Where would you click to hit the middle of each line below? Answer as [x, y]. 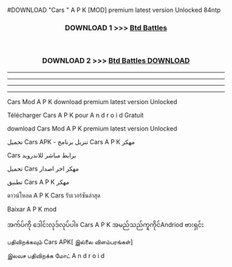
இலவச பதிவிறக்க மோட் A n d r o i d [56, 255]
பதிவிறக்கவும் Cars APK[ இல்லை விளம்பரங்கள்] [70, 241]
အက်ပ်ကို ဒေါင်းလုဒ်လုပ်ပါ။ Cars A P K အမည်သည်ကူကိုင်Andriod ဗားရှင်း [106, 224]
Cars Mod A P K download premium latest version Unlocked [92, 101]
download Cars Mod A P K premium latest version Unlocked [92, 128]
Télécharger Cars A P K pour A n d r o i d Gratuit [75, 115]
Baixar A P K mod [32, 209]
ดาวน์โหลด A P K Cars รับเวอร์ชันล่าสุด [54, 195]
